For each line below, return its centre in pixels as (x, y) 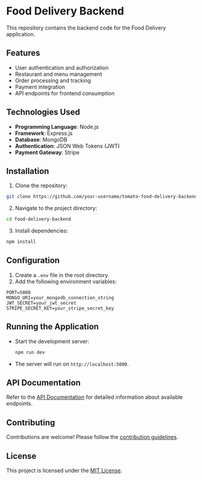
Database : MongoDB (41, 139)
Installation (28, 171)
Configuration (33, 260)
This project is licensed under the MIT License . (64, 470)
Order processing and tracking (53, 80)
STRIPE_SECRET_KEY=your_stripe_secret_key (60, 308)
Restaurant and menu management (58, 74)
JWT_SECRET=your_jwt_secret (41, 303)
